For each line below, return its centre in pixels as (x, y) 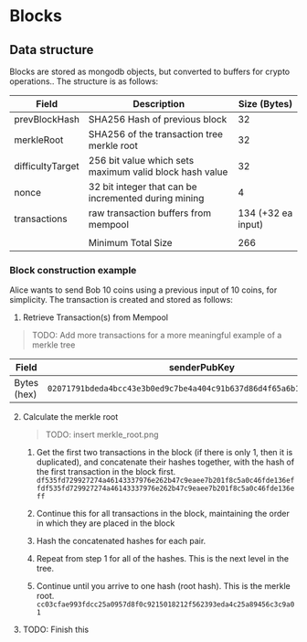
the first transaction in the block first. (106, 472)
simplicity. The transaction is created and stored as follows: (121, 300)
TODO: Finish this (56, 630)
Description (159, 104)
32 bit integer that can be (143, 187)
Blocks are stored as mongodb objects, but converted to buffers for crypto (150, 71)
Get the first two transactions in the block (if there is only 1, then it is (164, 453)
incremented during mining (146, 198)
